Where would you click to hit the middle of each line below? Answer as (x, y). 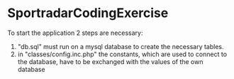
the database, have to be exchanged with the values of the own (110, 61)
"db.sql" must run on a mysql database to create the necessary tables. (121, 46)
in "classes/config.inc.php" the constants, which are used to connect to (122, 54)
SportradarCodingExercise (88, 13)
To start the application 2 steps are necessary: (75, 33)
